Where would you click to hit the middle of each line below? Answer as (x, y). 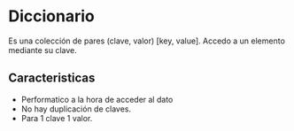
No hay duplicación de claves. (76, 109)
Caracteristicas (52, 78)
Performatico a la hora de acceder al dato (97, 99)
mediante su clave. (43, 50)
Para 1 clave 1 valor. (57, 118)
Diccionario (51, 16)
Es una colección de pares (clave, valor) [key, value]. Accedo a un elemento (147, 41)
